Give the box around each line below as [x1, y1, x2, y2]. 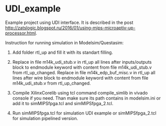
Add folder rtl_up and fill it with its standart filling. [12, 49, 113, 55]
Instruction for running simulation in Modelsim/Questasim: [5, 39, 124, 45]
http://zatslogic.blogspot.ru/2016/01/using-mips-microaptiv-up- [5, 24, 136, 30]
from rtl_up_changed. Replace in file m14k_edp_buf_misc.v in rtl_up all [12, 69, 156, 75]
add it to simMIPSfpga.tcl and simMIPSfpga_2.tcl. [12, 100, 113, 106]
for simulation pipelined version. [12, 115, 79, 121]
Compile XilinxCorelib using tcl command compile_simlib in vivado [12, 90, 148, 96]
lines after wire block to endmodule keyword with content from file [12, 75, 149, 81]
